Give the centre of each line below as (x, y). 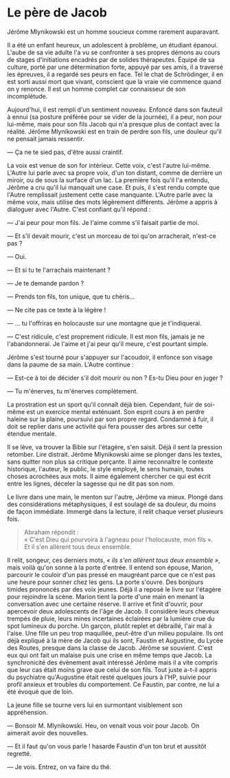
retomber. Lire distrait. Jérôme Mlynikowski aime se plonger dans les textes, (115, 454)
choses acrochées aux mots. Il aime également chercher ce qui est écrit (109, 476)
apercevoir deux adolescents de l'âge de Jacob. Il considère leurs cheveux (113, 611)
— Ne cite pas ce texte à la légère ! (57, 310)
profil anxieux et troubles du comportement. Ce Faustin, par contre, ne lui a (113, 684)
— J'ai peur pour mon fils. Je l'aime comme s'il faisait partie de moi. (103, 222)
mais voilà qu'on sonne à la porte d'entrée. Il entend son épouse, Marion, (111, 567)
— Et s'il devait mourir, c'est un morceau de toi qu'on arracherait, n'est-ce (112, 236)
